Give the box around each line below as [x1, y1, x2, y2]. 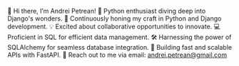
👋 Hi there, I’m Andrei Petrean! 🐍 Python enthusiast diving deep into [7, 7, 206, 15]
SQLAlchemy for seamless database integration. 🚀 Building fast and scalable [7, 43, 233, 51]
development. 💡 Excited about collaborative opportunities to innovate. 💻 [7, 22, 221, 31]
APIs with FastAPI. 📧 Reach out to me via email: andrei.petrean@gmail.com [7, 50, 227, 59]
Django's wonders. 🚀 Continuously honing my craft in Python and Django [7, 14, 222, 23]
